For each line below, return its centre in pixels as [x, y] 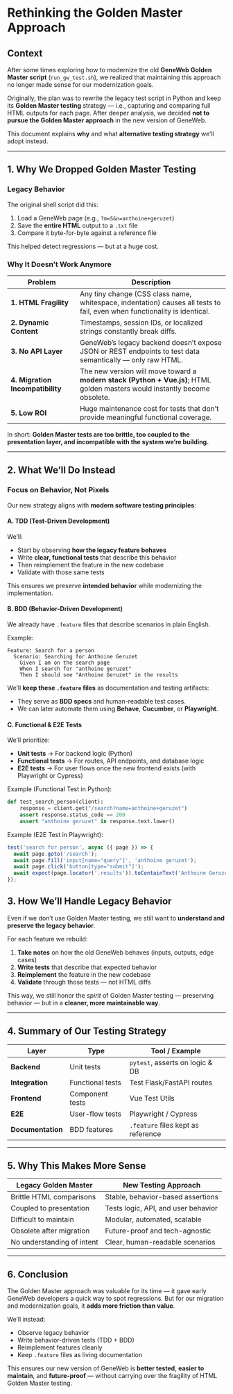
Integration [29, 1083]
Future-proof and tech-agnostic [158, 1231]
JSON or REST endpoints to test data [139, 351]
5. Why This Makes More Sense [77, 1166]
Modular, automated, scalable [153, 1219]
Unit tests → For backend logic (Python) [75, 754]
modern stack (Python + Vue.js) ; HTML [145, 380]
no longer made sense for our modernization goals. [80, 84]
